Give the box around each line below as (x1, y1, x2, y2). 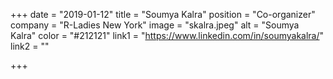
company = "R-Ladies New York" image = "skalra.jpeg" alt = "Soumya (10, 19, 300, 31)
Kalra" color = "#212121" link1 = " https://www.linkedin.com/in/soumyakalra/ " (10, 30, 325, 41)
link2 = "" (10, 40, 50, 52)
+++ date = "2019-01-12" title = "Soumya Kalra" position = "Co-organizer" (10, 9, 316, 20)
